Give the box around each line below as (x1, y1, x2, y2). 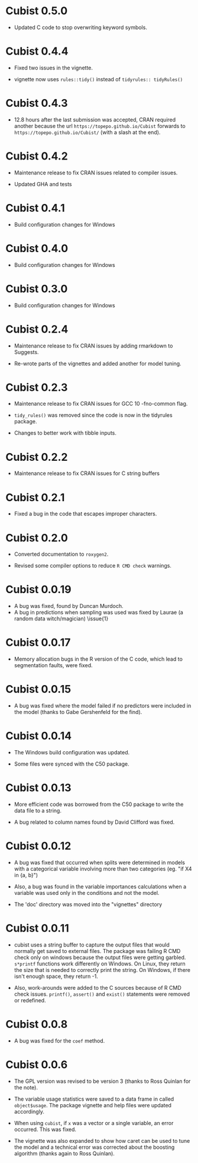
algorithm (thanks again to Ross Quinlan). (14, 1149, 115, 1157)
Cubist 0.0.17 (5, 636, 71, 649)
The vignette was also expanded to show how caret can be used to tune (14, 1137, 190, 1144)
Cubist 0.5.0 (5, 4, 68, 18)
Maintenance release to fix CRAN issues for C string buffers (14, 470, 160, 477)
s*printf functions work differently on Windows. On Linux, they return (14, 960, 186, 967)
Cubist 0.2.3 (5, 381, 68, 394)
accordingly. (14, 1108, 45, 1115)
